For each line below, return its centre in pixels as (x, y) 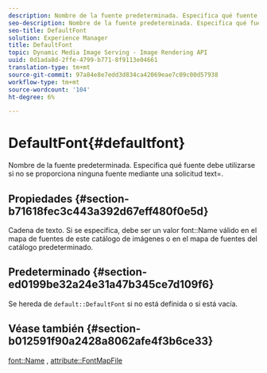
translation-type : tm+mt (49, 68)
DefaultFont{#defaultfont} (97, 143)
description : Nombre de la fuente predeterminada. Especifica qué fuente (133, 16)
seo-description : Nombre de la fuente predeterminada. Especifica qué (128, 23)
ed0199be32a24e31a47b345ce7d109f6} (111, 284)
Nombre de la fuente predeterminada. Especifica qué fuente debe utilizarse (132, 165)
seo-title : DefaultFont (48, 30)
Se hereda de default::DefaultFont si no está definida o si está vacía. (123, 304)
